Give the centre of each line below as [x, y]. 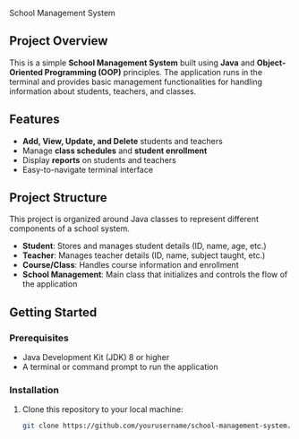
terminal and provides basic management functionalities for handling [136, 82]
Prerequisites [39, 338]
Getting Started [53, 312]
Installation [34, 391]
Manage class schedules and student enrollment [115, 151]
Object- [271, 63]
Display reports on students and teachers [99, 159]
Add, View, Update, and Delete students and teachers [123, 141]
